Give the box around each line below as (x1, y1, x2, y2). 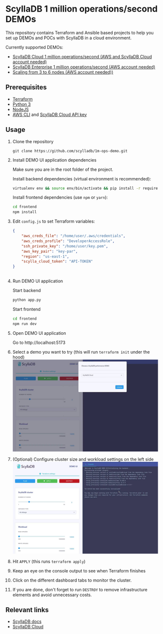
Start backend (12, 288, 41, 293)
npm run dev (12, 321, 37, 326)
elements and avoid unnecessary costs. (12, 592, 92, 598)
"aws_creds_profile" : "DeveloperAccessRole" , (21, 239, 115, 244)
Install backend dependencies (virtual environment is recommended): (12, 176, 151, 181)
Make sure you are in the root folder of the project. (12, 166, 113, 172)
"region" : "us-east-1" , (21, 254, 69, 259)
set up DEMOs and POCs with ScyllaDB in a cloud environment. (5, 35, 132, 41)
